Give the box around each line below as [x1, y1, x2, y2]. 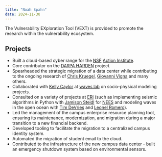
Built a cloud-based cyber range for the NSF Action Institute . [12, 57, 135, 64]
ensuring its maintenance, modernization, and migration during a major [12, 115, 156, 121]
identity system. [12, 131, 45, 136]
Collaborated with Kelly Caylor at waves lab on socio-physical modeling [12, 84, 157, 90]
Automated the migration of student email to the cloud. [12, 136, 123, 142]
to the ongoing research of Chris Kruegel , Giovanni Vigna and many [12, 73, 149, 79]
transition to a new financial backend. [12, 120, 88, 126]
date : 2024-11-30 [5, 12, 41, 17]
